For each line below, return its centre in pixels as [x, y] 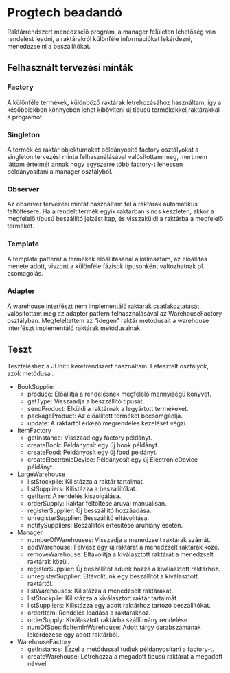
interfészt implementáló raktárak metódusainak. [74, 328]
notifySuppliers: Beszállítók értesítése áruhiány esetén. [105, 525]
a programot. [25, 117]
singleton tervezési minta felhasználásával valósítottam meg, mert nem [107, 156]
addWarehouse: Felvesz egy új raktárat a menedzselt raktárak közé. [123, 547]
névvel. [37, 663]
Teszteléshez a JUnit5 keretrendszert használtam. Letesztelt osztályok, [108, 366]
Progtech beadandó [65, 13]
